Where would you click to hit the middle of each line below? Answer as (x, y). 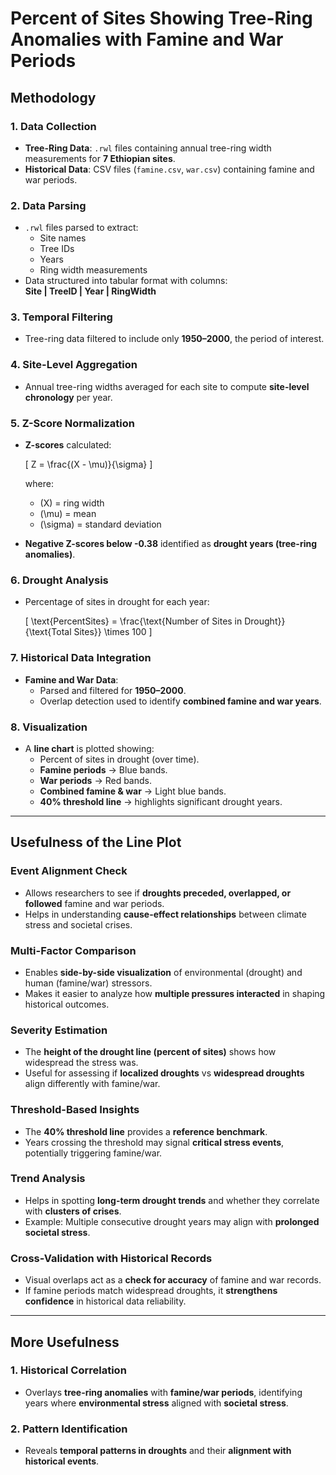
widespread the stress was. (81, 1063)
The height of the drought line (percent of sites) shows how (150, 1052)
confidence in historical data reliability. (105, 1301)
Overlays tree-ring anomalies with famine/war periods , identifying (163, 1392)
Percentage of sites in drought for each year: (117, 602)
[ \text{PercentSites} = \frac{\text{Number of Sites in (133, 621)
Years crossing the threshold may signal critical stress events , (154, 1142)
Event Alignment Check (69, 871)
